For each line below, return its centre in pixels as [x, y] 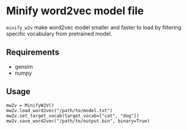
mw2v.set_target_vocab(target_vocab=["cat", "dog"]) [73, 116]
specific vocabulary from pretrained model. [59, 33]
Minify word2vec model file [75, 11]
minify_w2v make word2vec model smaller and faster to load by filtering [94, 27]
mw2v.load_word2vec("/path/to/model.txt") [59, 110]
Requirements [33, 53]
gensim [24, 66]
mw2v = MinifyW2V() [30, 105]
